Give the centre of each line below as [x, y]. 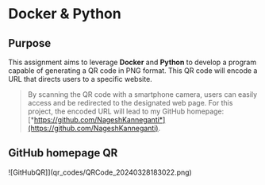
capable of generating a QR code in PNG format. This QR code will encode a [133, 71]
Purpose [30, 43]
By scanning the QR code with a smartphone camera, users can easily [142, 94]
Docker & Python [65, 14]
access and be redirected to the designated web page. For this [130, 103]
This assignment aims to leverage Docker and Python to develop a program [132, 62]
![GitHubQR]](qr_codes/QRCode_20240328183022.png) [100, 172]
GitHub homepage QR [63, 153]
